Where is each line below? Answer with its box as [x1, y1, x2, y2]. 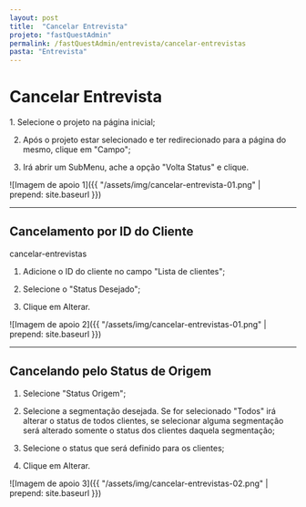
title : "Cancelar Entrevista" [9, 22, 128, 31]
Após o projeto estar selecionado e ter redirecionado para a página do [22, 134, 287, 146]
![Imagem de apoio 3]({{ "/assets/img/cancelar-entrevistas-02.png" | [9, 478, 269, 489]
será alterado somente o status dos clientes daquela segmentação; [22, 425, 275, 436]
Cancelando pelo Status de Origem [9, 364, 212, 379]
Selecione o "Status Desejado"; [22, 284, 141, 295]
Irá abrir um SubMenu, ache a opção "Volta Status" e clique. [22, 161, 250, 173]
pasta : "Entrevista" [9, 47, 88, 57]
